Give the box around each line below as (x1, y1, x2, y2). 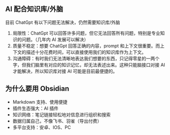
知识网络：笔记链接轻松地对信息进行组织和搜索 (12, 111, 111, 118)
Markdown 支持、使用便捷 (12, 98, 67, 105)
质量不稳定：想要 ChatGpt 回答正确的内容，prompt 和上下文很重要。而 (12, 43, 160, 49)
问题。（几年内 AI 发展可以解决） (21, 36, 89, 42)
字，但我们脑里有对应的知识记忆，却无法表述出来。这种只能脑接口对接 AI (12, 61, 165, 68)
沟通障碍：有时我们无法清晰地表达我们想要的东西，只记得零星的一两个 (12, 55, 160, 61)
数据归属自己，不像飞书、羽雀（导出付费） (12, 118, 102, 124)
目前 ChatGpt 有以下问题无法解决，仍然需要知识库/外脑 (5, 19, 120, 25)
